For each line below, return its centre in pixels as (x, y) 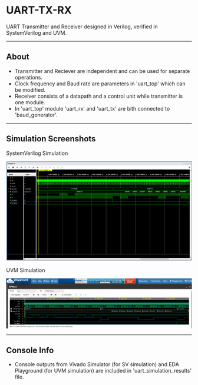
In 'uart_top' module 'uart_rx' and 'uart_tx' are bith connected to (92, 108)
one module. (30, 102)
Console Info (30, 350)
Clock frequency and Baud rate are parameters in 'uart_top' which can (100, 84)
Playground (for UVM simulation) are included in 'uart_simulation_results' (103, 371)
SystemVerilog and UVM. (37, 32)
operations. (29, 77)
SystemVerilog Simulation (37, 153)
